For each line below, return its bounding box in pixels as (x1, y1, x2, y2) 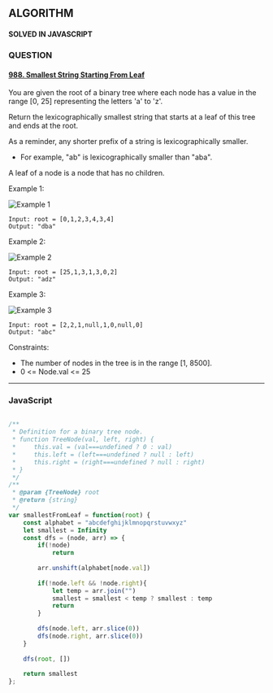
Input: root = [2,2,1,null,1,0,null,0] (8, 321, 144, 329)
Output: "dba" (8, 223, 57, 231)
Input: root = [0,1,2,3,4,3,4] (8, 216, 115, 224)
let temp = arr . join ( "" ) (51, 586, 136, 595)
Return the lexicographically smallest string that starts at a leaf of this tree (8, 112, 256, 122)
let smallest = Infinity (23, 526, 107, 534)
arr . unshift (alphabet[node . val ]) (37, 564, 151, 573)
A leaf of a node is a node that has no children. (8, 168, 165, 178)
